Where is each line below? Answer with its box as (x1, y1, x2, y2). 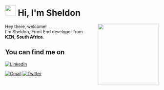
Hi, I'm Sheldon (18, 7, 81, 19)
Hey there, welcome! (5, 23, 47, 29)
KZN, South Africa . (5, 34, 44, 40)
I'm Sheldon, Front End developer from (5, 28, 83, 34)
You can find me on (5, 48, 65, 56)
